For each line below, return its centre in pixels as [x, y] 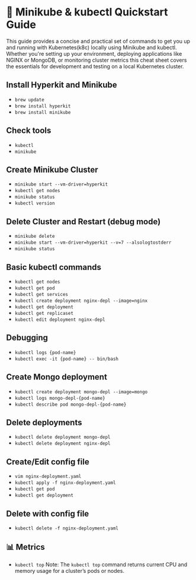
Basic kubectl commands [54, 267]
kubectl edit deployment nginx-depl [60, 320]
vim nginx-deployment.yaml [48, 477]
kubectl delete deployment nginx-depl [62, 444]
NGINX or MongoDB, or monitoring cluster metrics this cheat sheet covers [97, 60]
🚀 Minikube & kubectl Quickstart [87, 12]
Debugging [27, 338]
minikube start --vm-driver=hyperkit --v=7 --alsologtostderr [93, 243]
